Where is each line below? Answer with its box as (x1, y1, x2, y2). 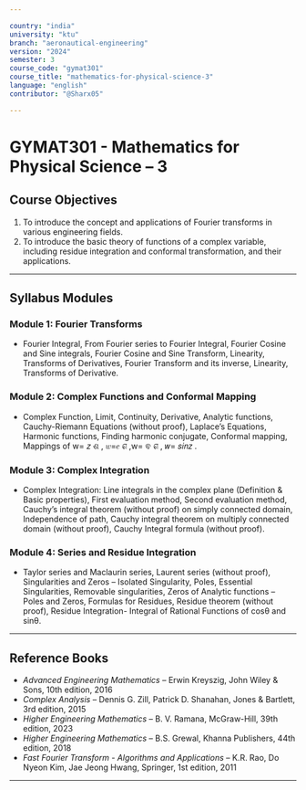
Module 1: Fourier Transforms (9, 317, 143, 330)
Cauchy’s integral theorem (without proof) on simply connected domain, (22, 503, 293, 514)
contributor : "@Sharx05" (9, 89, 104, 99)
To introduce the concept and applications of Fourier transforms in (22, 216, 273, 227)
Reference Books (9, 650, 109, 666)
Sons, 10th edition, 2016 (22, 684, 113, 695)
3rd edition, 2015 (22, 704, 87, 715)
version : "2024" (9, 47, 71, 56)
